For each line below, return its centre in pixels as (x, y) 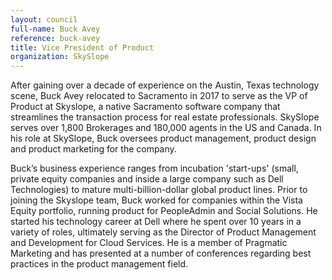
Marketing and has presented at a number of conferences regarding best (161, 253)
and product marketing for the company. (93, 149)
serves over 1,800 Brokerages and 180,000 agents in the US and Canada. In (166, 128)
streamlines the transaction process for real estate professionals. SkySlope (165, 117)
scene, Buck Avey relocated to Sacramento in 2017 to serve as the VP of (159, 96)
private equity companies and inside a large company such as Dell (147, 179)
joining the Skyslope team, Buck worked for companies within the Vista (156, 200)
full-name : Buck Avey (55, 29)
